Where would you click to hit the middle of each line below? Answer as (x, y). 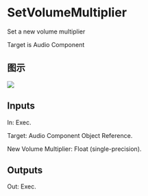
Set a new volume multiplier (46, 31)
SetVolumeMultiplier (67, 13)
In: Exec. (19, 122)
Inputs (21, 106)
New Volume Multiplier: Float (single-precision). (74, 149)
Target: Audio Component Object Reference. (70, 135)
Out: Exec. (22, 186)
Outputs (25, 170)
